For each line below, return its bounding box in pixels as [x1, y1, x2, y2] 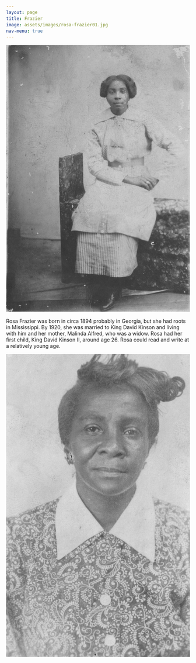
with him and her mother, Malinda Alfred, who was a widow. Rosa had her [6, 330, 183, 337]
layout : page [6, 9, 38, 15]
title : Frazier [6, 15, 43, 22]
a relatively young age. [6, 343, 61, 350]
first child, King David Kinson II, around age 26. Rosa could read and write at [6, 336, 190, 343]
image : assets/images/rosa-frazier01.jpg [6, 22, 108, 27]
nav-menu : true [6, 28, 43, 34]
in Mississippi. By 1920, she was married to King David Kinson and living [6, 324, 180, 331]
